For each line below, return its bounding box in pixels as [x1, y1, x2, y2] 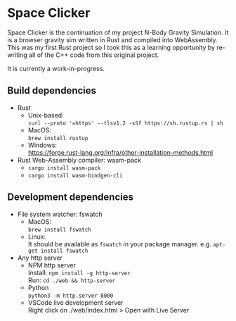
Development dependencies [7, 191, 133, 203]
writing [7, 51, 28, 59]
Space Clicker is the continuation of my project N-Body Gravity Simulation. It [7, 28, 229, 37]
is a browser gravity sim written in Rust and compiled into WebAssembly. [7, 35, 218, 44]
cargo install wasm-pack [27, 164, 101, 172]
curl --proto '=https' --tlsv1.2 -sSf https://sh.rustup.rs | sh [27, 120, 223, 127]
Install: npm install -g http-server [27, 268, 131, 277]
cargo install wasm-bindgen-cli [27, 172, 123, 179]
